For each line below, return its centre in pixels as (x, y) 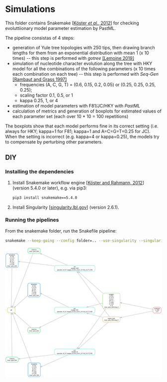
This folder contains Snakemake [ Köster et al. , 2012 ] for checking (72, 23)
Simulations (30, 9)
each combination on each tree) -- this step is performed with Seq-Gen (85, 74)
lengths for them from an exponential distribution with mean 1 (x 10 (81, 53)
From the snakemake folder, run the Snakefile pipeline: (61, 231)
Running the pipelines (32, 220)
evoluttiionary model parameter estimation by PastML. (60, 28)
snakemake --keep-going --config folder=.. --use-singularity (71, 241)
